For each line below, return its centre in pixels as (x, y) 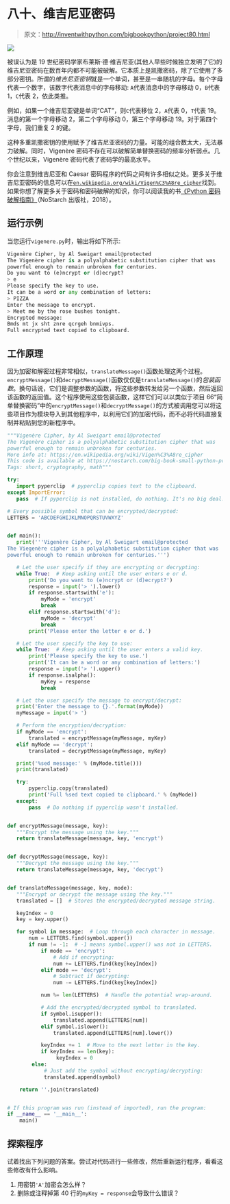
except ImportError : (37, 492)
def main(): (24, 536)
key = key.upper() (42, 919)
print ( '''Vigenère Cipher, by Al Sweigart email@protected (102, 542)
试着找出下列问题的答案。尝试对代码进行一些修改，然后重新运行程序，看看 (112, 1161)
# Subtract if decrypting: (91, 977)
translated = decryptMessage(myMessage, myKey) (98, 751)
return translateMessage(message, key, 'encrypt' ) (90, 839)
